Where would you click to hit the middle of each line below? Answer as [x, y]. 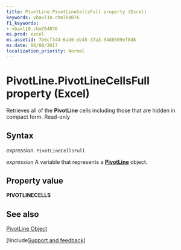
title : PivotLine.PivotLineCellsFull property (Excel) [77, 12]
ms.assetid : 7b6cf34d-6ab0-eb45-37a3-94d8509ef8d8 [71, 40]
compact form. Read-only [38, 117]
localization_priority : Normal [46, 51]
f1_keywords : [23, 23]
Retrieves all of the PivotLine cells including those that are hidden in [91, 110]
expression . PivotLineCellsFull [46, 150]
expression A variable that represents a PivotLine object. [77, 162]
